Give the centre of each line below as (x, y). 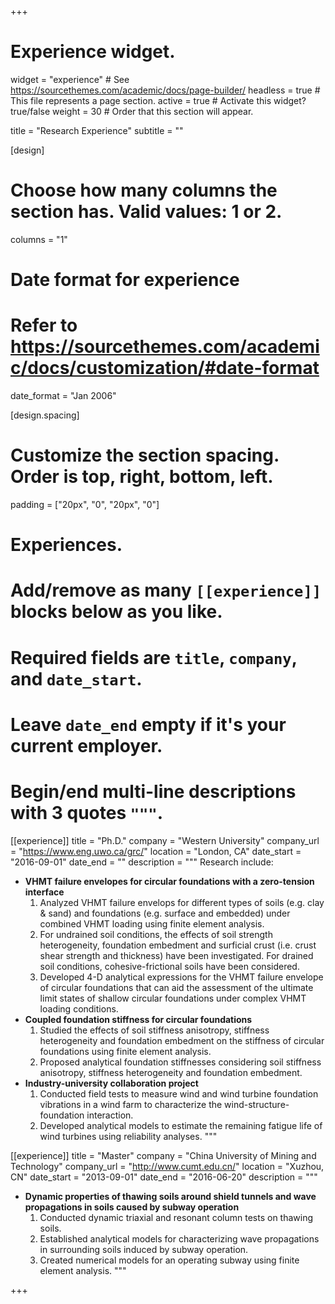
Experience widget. (93, 52)
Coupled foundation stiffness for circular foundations (138, 1019)
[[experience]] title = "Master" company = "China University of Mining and (163, 1155)
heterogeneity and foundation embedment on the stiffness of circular (182, 1040)
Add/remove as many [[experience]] (166, 590)
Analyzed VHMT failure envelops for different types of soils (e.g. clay (182, 902)
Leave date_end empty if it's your (148, 724)
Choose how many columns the (144, 190)
